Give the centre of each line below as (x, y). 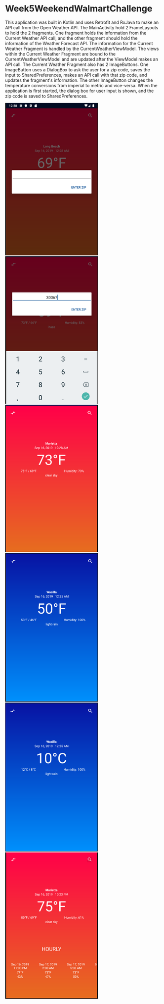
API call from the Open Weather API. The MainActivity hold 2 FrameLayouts (82, 27)
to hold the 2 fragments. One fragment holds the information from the (76, 33)
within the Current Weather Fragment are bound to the (61, 54)
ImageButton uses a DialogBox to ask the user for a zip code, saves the (78, 69)
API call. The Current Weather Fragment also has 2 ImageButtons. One (77, 64)
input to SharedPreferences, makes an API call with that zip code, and (76, 75)
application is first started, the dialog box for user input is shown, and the (80, 91)
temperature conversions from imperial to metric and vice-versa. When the (81, 85)
